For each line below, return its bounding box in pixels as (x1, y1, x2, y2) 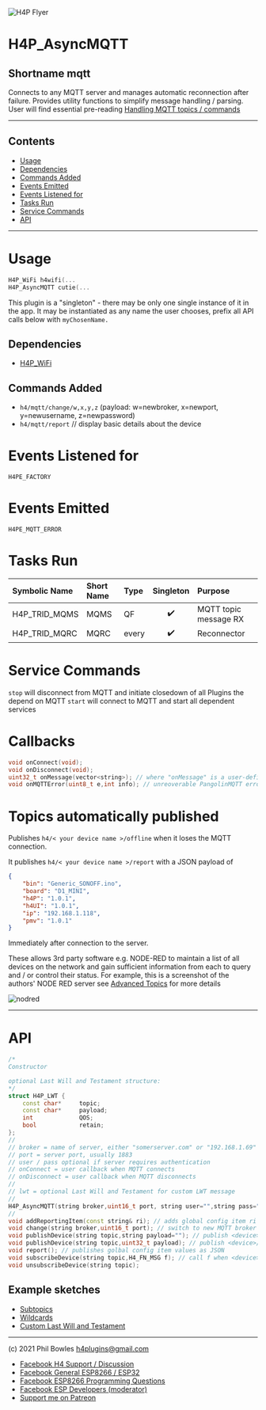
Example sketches (8, 1283, 101, 1297)
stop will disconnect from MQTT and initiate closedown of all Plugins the (8, 687, 244, 697)
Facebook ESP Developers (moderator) (19, 1384, 148, 1393)
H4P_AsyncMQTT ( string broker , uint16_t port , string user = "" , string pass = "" (8, 1202, 264, 1210)
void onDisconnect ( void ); (8, 766, 93, 773)
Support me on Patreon (19, 1393, 97, 1402)
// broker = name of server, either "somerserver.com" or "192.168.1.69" (8, 1143, 257, 1151)
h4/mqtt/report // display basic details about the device (19, 420, 202, 429)
